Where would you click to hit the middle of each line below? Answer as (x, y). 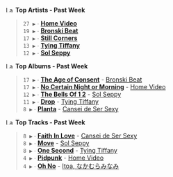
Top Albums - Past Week (51, 66)
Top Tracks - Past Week (50, 122)
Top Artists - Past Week (50, 10)
